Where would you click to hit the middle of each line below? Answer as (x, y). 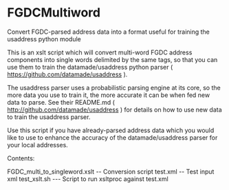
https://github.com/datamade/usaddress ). (67, 74)
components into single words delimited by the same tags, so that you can (112, 59)
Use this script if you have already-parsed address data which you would (111, 130)
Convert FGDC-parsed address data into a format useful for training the (108, 32)
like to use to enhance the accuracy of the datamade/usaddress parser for (112, 137)
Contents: (21, 158)
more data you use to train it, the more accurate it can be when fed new (109, 95)
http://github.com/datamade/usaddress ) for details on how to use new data (115, 109)
